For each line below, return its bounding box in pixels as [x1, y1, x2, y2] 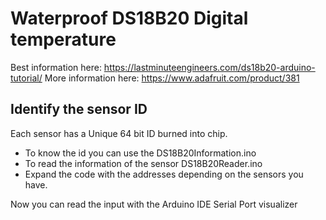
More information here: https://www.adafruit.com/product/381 [44, 72, 300, 84]
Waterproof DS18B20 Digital [10, 7, 249, 30]
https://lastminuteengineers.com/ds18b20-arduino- [103, 61, 316, 73]
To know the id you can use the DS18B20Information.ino [24, 147, 257, 159]
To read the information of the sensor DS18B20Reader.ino [24, 157, 263, 169]
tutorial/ [10, 72, 43, 84]
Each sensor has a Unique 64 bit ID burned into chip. [10, 127, 228, 139]
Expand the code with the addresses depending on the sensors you [24, 168, 304, 180]
